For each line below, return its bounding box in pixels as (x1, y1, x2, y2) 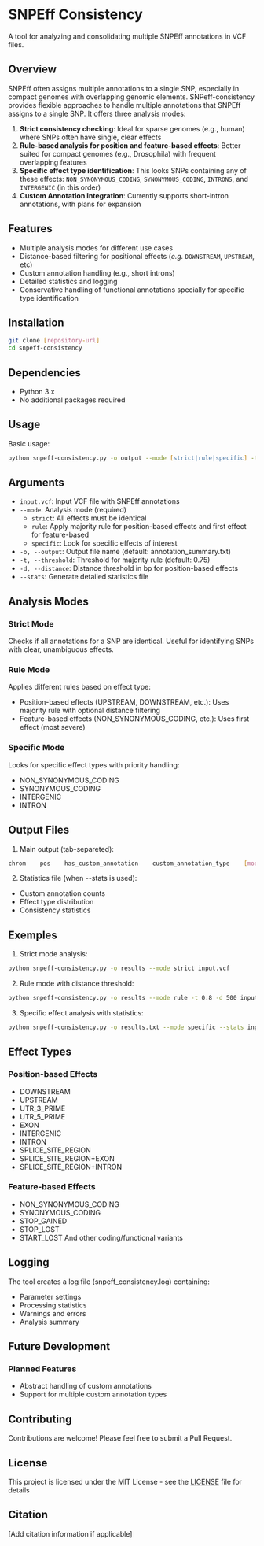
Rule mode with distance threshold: (19, 978, 134, 989)
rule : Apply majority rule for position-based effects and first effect (31, 522, 247, 531)
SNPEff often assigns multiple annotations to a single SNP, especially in (8, 83, 240, 93)
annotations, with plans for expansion (19, 199, 141, 209)
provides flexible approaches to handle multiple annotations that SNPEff (8, 100, 241, 109)
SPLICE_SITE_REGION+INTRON (19, 1162, 123, 1171)
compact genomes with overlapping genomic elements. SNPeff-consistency (8, 92, 255, 102)
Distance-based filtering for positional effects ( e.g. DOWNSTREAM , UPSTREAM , (19, 251, 255, 261)
